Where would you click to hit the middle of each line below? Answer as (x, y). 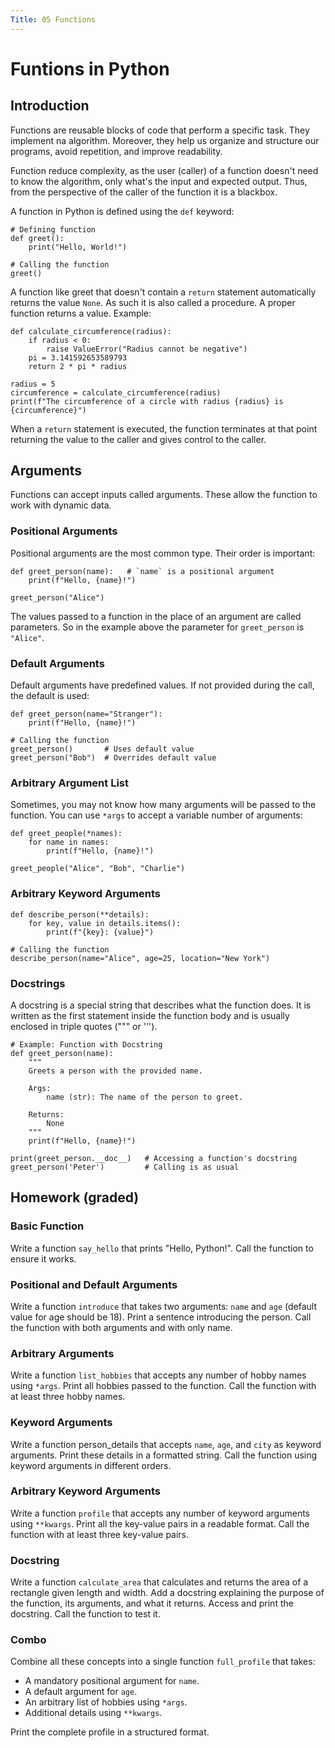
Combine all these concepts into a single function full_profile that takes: (163, 1662)
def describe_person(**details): (80, 914)
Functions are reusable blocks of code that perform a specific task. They (160, 130)
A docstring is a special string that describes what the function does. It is (161, 1005)
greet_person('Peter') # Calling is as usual (125, 1167)
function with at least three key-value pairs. (100, 1534)
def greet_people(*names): (66, 834)
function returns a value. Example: (81, 313)
